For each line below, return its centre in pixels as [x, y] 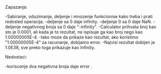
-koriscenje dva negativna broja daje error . [49, 66]
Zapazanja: [16, 7]
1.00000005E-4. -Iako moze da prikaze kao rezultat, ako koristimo [72, 37]
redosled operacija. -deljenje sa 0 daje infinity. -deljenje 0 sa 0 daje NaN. [79, 22]
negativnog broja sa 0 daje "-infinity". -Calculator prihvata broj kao [89, 27]
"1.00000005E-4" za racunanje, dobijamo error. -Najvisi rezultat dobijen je [80, 42]
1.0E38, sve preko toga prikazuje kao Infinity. [50, 47]
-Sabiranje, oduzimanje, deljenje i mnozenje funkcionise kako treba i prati [79, 16]
